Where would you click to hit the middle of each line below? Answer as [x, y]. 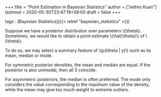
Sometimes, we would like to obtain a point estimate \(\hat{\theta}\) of [75, 36]
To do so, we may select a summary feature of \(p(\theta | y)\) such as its [78, 50]
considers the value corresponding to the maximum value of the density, [78, 84]
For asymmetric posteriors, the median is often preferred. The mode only [78, 79]
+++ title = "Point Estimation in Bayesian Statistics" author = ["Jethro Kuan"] [81, 7]
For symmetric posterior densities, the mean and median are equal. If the [78, 65]
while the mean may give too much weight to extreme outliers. [67, 90]
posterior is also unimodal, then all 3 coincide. [51, 70]
